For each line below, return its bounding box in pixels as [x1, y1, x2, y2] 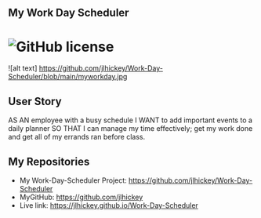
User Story [8, 94, 62, 108]
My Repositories [8, 154, 90, 168]
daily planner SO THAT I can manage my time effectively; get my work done [8, 124, 253, 133]
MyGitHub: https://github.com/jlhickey [19, 192, 143, 202]
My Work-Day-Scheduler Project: [19, 176, 127, 185]
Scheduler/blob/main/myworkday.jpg [8, 72, 128, 82]
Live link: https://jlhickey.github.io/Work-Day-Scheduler [19, 200, 198, 210]
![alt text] [8, 64, 38, 73]
